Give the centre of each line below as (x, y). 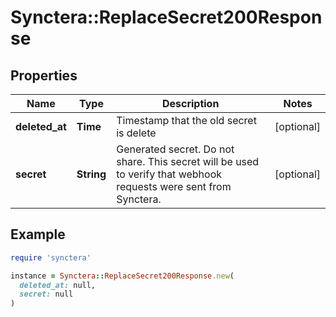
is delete (136, 133)
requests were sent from (174, 186)
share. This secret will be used (188, 161)
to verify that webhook (169, 174)
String (91, 174)
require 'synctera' (51, 257)
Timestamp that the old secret (186, 120)
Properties (44, 75)
